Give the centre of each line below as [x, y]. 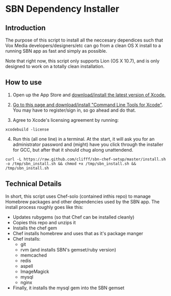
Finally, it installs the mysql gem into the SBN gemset [68, 288]
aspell [27, 266]
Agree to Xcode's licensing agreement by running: [66, 120]
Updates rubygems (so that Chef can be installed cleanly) [73, 217]
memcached [34, 255]
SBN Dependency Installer [62, 9]
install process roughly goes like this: [44, 207]
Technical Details [34, 184]
